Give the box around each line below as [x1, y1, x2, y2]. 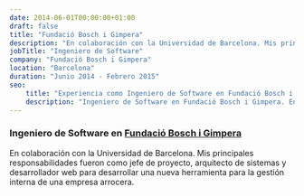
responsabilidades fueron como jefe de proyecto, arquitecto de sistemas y [9, 157, 287, 168]
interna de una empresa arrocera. [9, 176, 135, 187]
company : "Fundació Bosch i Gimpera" [9, 55, 152, 64]
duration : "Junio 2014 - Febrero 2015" [9, 72, 160, 81]
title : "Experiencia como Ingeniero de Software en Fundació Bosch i [25, 89, 294, 98]
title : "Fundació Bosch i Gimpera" [9, 30, 144, 39]
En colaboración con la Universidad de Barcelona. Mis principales [9, 147, 254, 158]
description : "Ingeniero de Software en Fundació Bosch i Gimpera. [25, 97, 285, 107]
